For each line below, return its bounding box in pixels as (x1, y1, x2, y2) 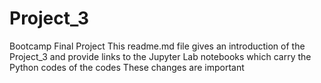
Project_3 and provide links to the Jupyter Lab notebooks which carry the (9, 50, 312, 62)
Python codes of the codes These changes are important (9, 61, 245, 73)
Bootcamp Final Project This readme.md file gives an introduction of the (9, 40, 306, 52)
